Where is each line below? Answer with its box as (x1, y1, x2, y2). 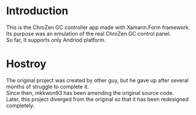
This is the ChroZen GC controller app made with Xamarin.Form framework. (6, 24, 191, 31)
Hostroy (6, 57, 47, 71)
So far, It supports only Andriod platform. (6, 36, 106, 43)
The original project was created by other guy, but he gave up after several (6, 76, 189, 84)
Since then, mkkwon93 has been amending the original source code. (6, 89, 174, 96)
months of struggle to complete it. (6, 83, 89, 90)
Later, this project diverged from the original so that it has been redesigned (6, 95, 189, 103)
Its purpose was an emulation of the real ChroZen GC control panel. (6, 30, 171, 37)
